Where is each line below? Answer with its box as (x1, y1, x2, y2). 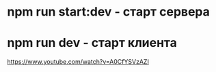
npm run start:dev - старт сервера (7, 4, 211, 20)
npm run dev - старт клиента (7, 35, 178, 51)
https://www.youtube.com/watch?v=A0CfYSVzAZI (7, 58, 149, 66)
